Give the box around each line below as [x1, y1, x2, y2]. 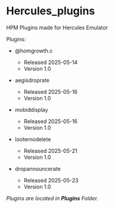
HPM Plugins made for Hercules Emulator [6, 24, 109, 31]
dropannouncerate [14, 165, 61, 172]
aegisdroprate [14, 77, 50, 84]
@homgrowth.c [14, 47, 53, 54]
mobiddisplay [14, 106, 48, 113]
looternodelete [14, 136, 51, 143]
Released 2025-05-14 [23, 59, 78, 66]
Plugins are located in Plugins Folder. [6, 194, 98, 201]
